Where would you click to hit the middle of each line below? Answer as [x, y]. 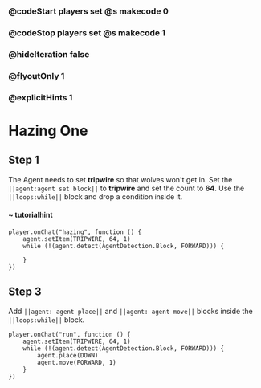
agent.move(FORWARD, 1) [77, 362]
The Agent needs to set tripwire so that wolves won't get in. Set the [120, 179]
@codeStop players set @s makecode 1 [87, 32]
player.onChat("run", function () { [69, 334]
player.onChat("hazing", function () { [75, 232]
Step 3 [25, 292]
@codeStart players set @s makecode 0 [88, 11]
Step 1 [24, 160]
